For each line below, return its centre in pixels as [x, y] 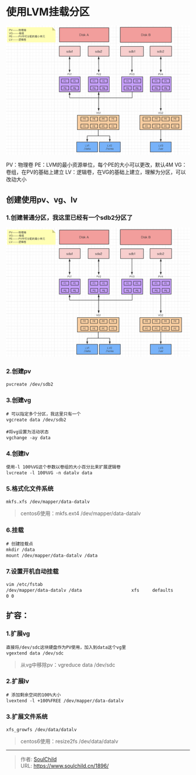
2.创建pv [19, 371]
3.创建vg [19, 400]
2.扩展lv [17, 681]
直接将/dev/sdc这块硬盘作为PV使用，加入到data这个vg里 [66, 647]
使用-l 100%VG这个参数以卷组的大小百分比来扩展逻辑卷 [64, 467]
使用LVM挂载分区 [48, 12]
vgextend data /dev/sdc [35, 653]
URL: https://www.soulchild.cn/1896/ [64, 766]
